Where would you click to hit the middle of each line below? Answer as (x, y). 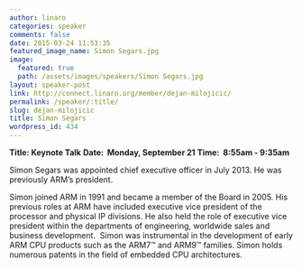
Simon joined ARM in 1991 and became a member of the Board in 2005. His (149, 197)
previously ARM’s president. (61, 180)
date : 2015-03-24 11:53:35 (60, 43)
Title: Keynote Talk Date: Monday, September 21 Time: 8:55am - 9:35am (150, 153)
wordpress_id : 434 (44, 127)
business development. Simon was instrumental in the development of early (151, 235)
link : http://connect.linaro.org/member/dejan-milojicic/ (120, 93)
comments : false (40, 34)
